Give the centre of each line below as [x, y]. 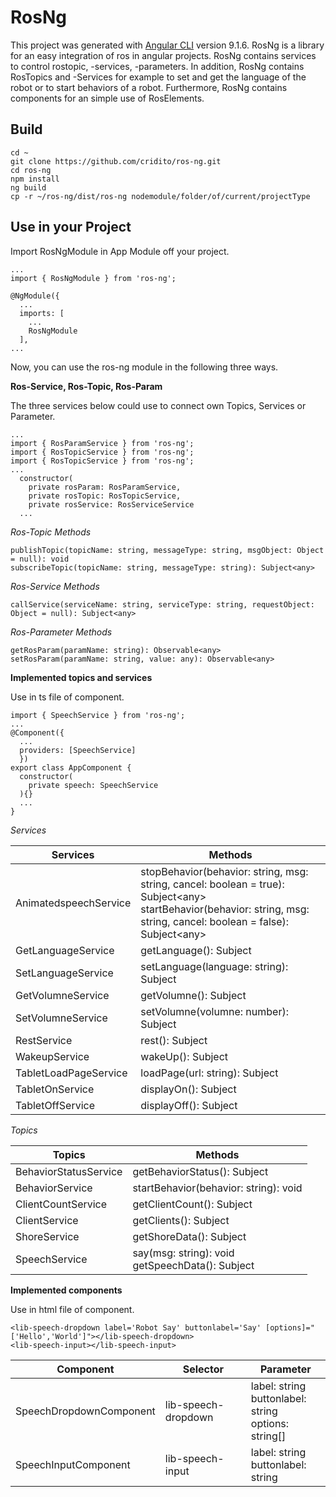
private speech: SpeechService [93, 785]
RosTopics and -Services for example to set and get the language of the [158, 77]
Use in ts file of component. [67, 697]
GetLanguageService [65, 950]
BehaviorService [54, 1188]
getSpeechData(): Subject [193, 1265]
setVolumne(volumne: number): [214, 1011]
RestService [44, 1040]
